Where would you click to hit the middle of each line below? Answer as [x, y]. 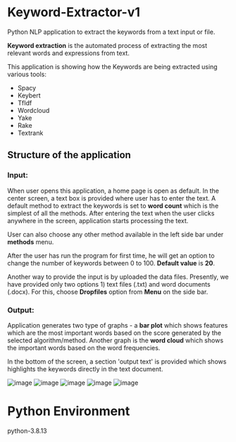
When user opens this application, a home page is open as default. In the [113, 191]
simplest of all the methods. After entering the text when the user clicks [111, 213]
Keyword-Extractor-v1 [74, 12]
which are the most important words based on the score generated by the [114, 333]
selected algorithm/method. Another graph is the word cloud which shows [116, 340]
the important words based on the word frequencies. [84, 347]
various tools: [27, 74]
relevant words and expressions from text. [69, 53]
